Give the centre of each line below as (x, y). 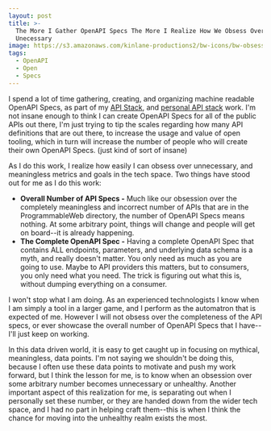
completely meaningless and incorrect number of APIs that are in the (134, 207)
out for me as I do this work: (55, 183)
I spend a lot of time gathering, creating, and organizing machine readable (131, 98)
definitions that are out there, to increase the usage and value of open (124, 133)
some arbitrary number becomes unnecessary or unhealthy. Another (122, 383)
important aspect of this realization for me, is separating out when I (120, 392)
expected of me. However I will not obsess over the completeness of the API (135, 317)
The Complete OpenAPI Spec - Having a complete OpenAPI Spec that (137, 241)
